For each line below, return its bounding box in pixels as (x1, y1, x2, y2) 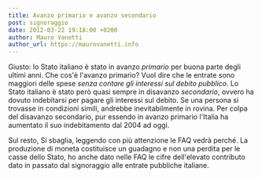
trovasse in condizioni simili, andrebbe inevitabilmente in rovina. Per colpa (8, 104, 248, 114)
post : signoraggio (8, 19, 68, 27)
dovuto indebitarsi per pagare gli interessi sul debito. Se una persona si (8, 96, 239, 105)
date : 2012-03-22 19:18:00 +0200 (8, 26, 118, 34)
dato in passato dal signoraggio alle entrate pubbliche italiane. (8, 161, 210, 170)
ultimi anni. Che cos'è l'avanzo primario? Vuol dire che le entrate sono (8, 71, 235, 80)
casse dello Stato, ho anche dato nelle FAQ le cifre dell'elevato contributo (8, 152, 245, 162)
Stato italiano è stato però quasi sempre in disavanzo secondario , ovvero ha (8, 87, 254, 96)
